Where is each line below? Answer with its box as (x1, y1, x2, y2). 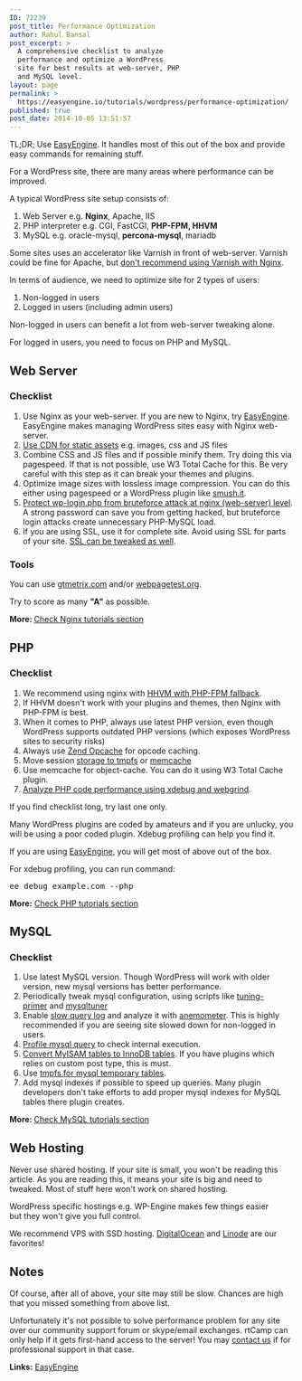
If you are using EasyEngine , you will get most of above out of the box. (9, 846, 272, 856)
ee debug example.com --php (9, 881, 134, 891)
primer (22, 1000, 48, 1011)
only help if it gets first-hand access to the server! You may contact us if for (9, 1335, 291, 1346)
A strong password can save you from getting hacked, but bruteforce (22, 506, 280, 517)
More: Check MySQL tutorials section (9, 1114, 149, 1125)
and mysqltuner (49, 1000, 109, 1011)
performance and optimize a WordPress (17, 55, 165, 64)
